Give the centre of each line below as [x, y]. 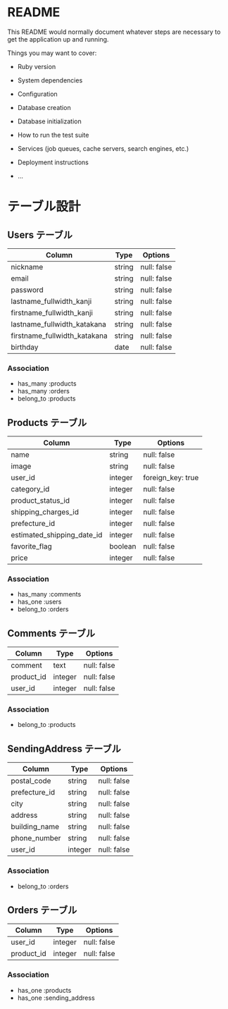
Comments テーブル [51, 633]
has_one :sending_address [56, 998]
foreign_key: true [171, 478]
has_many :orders [44, 391]
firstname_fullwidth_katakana [59, 336]
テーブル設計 [44, 207]
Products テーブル [47, 423]
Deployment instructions [53, 162]
